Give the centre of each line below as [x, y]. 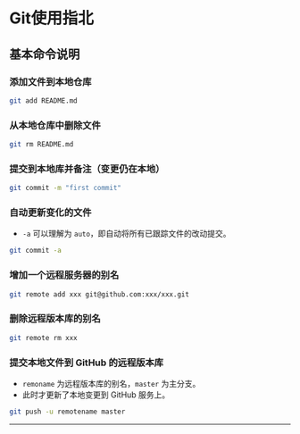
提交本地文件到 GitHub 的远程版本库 [86, 363]
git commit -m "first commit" [66, 188]
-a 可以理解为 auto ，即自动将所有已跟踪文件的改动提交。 [126, 234]
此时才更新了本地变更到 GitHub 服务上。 [96, 395]
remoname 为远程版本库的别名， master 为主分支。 [111, 383]
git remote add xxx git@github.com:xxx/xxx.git [100, 294]
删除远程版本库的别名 [55, 319]
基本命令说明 [45, 54]
